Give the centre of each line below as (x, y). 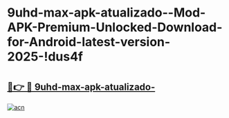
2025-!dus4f (45, 57)
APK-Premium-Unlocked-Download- (115, 27)
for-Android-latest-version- (89, 42)
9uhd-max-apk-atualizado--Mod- (107, 13)
